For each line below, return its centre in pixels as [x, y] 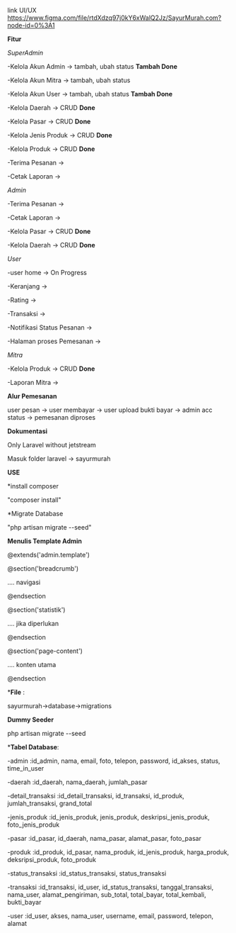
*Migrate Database [35, 514]
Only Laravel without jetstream [52, 445]
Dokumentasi [28, 431]
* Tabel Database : [33, 747]
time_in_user [26, 768]
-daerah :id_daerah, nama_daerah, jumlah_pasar [77, 782]
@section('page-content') [45, 651]
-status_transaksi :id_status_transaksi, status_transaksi [87, 873]
